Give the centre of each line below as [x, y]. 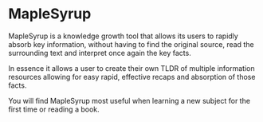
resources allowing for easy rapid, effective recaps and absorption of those [132, 77]
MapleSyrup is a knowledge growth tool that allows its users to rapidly [124, 36]
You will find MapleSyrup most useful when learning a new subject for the [130, 100]
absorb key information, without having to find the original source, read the [131, 44]
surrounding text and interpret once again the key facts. [100, 53]
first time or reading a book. [54, 109]
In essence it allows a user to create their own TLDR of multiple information [131, 68]
